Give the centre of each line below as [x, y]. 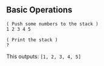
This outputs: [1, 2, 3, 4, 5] [44, 56]
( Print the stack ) [32, 40]
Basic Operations [39, 10]
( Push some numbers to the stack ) [52, 24]
